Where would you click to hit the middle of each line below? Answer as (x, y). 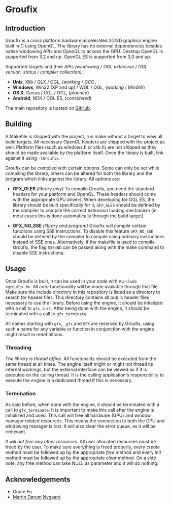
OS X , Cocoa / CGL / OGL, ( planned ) (51, 93)
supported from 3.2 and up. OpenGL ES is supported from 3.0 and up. (78, 57)
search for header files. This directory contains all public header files (77, 297)
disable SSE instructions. (39, 252)
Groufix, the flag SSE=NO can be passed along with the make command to (88, 247)
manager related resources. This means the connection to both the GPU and (85, 421)
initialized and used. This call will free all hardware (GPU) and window (78, 415)
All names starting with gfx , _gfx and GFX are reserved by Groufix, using (80, 323)
